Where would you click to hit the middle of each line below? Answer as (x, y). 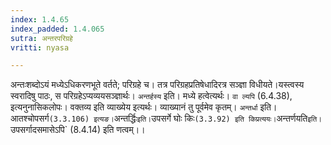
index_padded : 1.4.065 (57, 29)
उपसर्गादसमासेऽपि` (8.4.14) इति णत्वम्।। (78, 130)
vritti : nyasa (40, 47)
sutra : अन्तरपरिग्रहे (41, 38)
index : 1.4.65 (40, 19)
